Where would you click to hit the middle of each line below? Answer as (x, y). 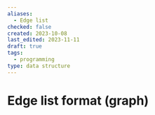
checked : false (29, 27)
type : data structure (39, 66)
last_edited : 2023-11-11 (43, 40)
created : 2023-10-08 (38, 33)
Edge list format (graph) (78, 101)
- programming (34, 60)
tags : (15, 53)
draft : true (25, 46)
